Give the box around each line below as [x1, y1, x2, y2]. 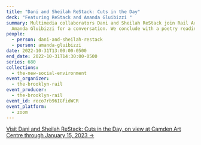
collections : [6, 64, 39, 71]
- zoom [11, 109, 28, 115]
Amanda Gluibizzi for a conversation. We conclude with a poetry [11, 25, 178, 32]
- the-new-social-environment [11, 70, 87, 76]
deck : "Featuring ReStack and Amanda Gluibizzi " [6, 14, 133, 20]
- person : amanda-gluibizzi [11, 43, 82, 49]
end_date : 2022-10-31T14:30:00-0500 [6, 53, 98, 59]
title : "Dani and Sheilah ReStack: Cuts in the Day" [6, 8, 141, 15]
